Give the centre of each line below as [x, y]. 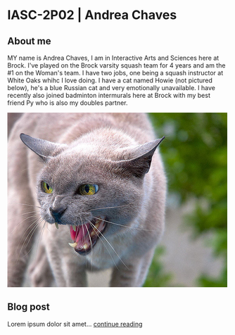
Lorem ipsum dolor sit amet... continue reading [75, 324]
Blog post [29, 307]
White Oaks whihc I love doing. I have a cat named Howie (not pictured [110, 80]
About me [29, 41]
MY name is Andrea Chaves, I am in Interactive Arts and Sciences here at [113, 58]
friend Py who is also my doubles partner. [68, 103]
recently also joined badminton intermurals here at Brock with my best [109, 95]
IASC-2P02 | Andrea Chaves [92, 15]
